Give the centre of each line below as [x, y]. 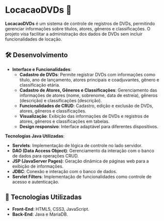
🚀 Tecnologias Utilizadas [43, 197]
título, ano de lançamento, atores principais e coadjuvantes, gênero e [89, 80]
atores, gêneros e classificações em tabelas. [65, 121]
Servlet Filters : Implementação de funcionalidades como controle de [82, 177]
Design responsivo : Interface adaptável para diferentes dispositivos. [89, 126]
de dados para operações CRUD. [46, 155]
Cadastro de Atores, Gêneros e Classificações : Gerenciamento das [88, 90]
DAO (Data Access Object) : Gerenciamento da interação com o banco [83, 151]
